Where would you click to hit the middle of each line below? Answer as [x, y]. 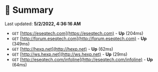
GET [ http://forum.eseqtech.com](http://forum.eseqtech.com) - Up [79, 38]
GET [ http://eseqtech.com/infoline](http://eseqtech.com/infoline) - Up [82, 59]
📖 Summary [29, 10]
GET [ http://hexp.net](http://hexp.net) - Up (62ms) [63, 49]
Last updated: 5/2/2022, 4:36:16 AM [43, 24]
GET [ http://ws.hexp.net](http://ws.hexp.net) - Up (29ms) [70, 54]
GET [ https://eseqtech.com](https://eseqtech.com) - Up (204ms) [78, 33]
